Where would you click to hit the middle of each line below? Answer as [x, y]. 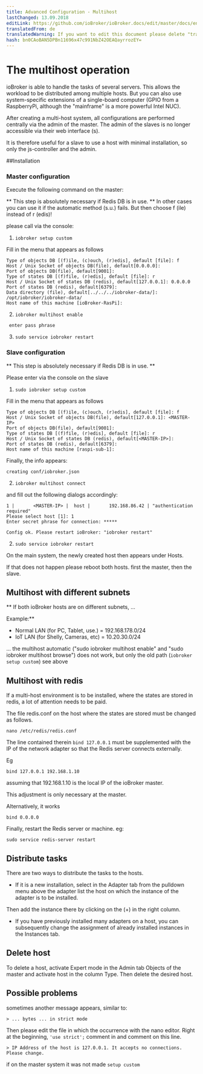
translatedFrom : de [31, 29]
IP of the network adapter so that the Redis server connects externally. [94, 749]
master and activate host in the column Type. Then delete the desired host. [100, 974]
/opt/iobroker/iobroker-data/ [44, 298]
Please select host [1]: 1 [40, 516]
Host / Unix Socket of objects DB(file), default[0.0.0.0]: [84, 266]
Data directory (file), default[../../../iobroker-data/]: [82, 293]
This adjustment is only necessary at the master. [66, 794]
